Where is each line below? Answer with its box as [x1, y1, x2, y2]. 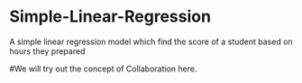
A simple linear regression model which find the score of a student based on [9, 36, 293, 47]
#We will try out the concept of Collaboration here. [9, 63, 197, 74]
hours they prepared [9, 45, 86, 56]
